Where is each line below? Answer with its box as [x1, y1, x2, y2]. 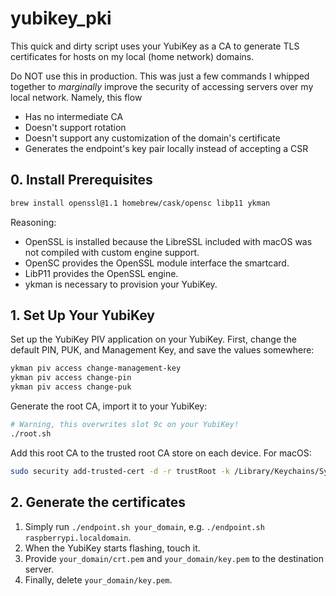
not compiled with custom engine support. [24, 246, 200, 258]
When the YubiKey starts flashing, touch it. [24, 542, 201, 554]
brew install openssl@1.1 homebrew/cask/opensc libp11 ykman [10, 198, 271, 208]
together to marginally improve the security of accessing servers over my [10, 80, 314, 92]
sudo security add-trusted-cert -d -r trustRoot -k [10, 466, 230, 476]
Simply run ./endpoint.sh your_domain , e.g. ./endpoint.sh [24, 520, 265, 532]
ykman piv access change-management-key [10, 363, 182, 374]
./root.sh [10, 428, 52, 439]
